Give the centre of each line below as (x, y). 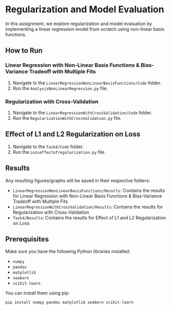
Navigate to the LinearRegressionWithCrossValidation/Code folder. (82, 112)
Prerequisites (27, 239)
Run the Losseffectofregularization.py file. (59, 152)
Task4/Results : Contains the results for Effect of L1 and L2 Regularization (89, 218)
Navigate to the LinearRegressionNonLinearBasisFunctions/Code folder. (87, 82)
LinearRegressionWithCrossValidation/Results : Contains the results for (88, 206)
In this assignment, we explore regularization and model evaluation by (79, 24)
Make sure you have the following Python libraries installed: (68, 252)
